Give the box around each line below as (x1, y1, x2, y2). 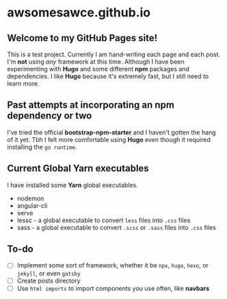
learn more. (7, 80, 40, 87)
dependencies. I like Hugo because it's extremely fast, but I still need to (7, 72, 209, 80)
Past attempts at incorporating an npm (7, 99, 174, 111)
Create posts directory (16, 276, 81, 285)
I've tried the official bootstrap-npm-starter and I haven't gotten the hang (7, 128, 217, 136)
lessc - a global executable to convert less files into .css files (16, 216, 191, 224)
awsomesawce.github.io (7, 5, 151, 21)
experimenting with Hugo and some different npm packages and (7, 65, 190, 73)
